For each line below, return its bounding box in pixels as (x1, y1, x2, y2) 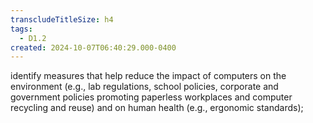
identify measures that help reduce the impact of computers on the (10, 70, 287, 82)
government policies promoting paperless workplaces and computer (10, 91, 293, 103)
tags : (10, 24, 33, 34)
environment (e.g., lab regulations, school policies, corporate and (10, 81, 279, 93)
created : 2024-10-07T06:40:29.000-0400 (10, 42, 177, 53)
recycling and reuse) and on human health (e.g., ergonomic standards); (10, 102, 304, 114)
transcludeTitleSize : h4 (10, 14, 114, 25)
